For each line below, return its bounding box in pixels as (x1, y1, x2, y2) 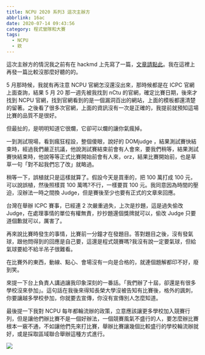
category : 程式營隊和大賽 (6, 26, 66, 32)
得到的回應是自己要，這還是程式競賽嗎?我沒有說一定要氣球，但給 (32, 238, 196, 245)
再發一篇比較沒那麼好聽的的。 (6, 68, 81, 75)
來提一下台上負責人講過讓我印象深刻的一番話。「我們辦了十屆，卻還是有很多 (6, 279, 196, 286)
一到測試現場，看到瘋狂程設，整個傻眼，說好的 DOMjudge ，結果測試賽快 (6, 137, 192, 145)
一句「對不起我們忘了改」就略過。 (11, 160, 98, 168)
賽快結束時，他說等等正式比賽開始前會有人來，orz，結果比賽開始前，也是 (6, 153, 191, 160)
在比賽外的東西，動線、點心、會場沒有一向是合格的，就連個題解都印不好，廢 (6, 258, 199, 266)
